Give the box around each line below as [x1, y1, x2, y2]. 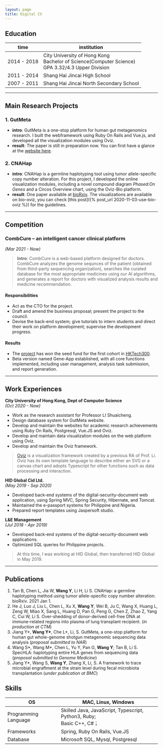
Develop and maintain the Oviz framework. [12, 443, 98, 449]
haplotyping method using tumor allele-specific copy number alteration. [12, 593, 156, 599]
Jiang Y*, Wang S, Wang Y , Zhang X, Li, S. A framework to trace [12, 660, 142, 666]
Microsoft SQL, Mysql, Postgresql [61, 736, 137, 743]
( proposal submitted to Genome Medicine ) [12, 655, 97, 661]
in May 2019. [16, 556, 43, 562]
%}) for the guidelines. [21, 202, 67, 208]
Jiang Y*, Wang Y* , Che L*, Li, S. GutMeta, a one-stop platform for [12, 629, 147, 635]
